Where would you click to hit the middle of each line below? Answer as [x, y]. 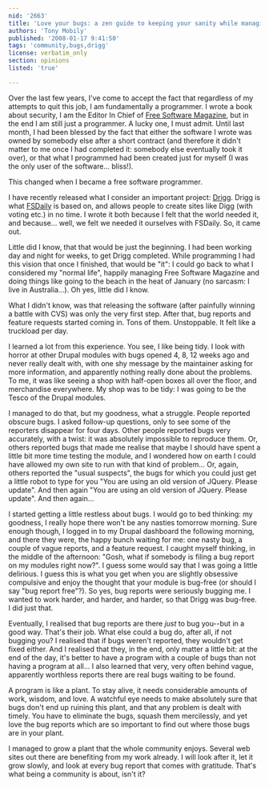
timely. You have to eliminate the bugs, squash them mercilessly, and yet [128, 716]
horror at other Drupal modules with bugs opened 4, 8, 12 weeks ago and [129, 355]
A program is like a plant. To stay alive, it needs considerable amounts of [128, 690]
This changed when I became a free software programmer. [105, 181]
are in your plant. [36, 732]
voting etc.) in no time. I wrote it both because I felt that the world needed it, [134, 214]
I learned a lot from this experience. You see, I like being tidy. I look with [127, 346]
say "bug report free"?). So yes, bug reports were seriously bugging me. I [129, 590]
